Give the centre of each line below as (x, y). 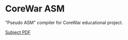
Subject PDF (18, 32)
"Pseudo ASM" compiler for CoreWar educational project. (64, 22)
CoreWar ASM (35, 9)
